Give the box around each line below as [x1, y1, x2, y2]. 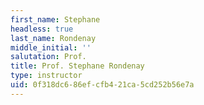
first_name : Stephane [10, 14, 101, 25]
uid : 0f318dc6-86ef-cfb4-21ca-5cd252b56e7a [10, 80, 195, 90]
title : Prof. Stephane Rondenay [10, 61, 145, 71]
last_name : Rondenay [10, 33, 97, 43]
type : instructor [10, 71, 83, 81]
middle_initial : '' [10, 42, 92, 53]
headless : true [10, 24, 74, 34]
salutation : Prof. [10, 52, 87, 62]
